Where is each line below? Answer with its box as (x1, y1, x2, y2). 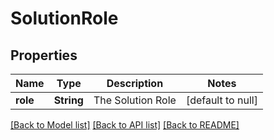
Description (106, 77, 164, 90)
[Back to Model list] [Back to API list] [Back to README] (10, 119, 240, 131)
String (53, 93, 84, 107)
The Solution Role (93, 93, 177, 107)
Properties (10, 47, 78, 64)
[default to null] (185, 93, 258, 107)
